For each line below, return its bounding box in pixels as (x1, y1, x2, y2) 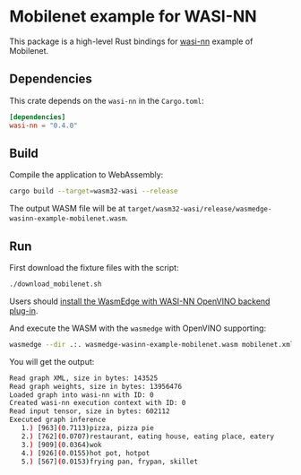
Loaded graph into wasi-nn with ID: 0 (9, 390, 154, 400)
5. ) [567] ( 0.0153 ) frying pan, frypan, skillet (21, 457, 199, 466)
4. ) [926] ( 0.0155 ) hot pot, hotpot (21, 448, 150, 458)
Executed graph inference (9, 415, 106, 425)
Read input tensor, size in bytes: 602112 (9, 407, 170, 416)
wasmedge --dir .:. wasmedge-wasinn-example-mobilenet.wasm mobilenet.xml (9, 340, 295, 349)
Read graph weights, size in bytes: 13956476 (9, 382, 182, 391)
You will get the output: (9, 356, 95, 367)
